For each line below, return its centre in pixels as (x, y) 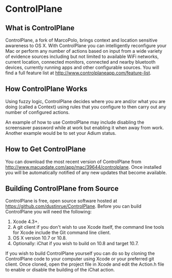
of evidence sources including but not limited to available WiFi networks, (82, 56)
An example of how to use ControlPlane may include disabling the (75, 122)
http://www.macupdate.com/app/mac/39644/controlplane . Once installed (83, 167)
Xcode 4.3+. (26, 222)
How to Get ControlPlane (46, 149)
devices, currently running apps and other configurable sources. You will (82, 67)
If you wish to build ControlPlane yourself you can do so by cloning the (80, 253)
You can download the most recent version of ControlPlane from (73, 162)
